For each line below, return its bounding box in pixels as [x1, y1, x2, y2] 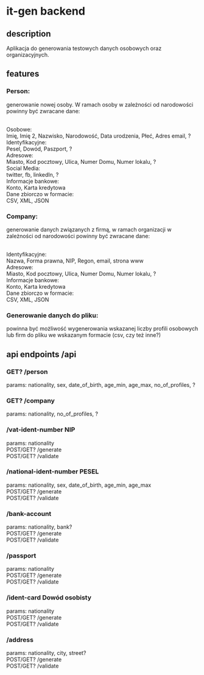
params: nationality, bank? [6, 523, 72, 531]
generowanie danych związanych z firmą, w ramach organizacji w [6, 225, 172, 233]
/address [6, 635, 33, 644]
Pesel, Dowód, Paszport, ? [6, 145, 72, 152]
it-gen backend [6, 4, 85, 18]
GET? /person [6, 367, 48, 376]
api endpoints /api [6, 349, 77, 359]
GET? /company [6, 396, 55, 405]
